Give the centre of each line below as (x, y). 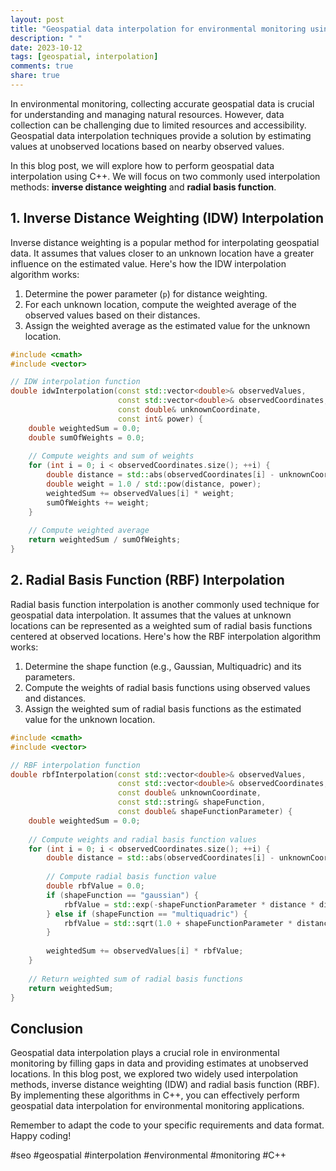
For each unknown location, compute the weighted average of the (160, 304)
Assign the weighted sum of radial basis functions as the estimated (163, 708)
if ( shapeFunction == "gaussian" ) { (122, 895)
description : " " (46, 38)
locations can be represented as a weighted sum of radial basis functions (161, 625)
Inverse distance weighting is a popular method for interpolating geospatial (165, 242)
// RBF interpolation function (75, 765)
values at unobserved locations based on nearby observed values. (147, 146)
